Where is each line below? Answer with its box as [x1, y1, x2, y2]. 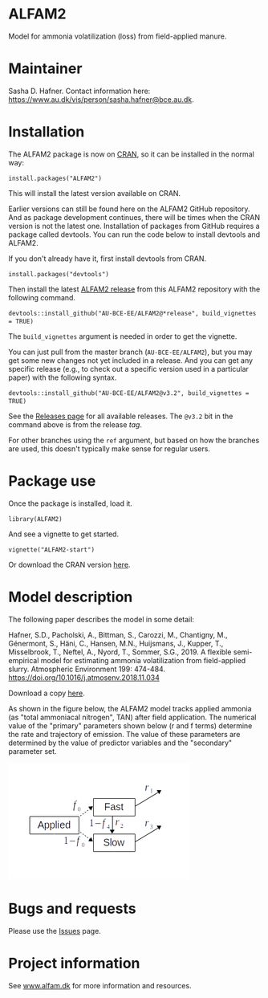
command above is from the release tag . [8, 419, 143, 430]
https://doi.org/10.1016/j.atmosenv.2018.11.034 [8, 672, 160, 682]
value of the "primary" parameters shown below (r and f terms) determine [8, 720, 253, 731]
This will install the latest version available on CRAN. [8, 188, 181, 198]
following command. [8, 292, 76, 302]
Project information [8, 954, 140, 972]
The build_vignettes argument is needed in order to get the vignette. [8, 331, 238, 341]
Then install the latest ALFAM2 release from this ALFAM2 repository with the [8, 284, 261, 294]
